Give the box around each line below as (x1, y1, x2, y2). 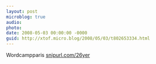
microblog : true (6, 14, 46, 20)
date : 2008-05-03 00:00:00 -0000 (6, 30, 88, 36)
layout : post (6, 8, 38, 15)
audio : (6, 19, 22, 25)
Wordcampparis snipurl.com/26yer (6, 52, 91, 58)
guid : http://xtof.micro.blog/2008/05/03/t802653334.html (6, 35, 150, 41)
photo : (6, 24, 22, 31)
